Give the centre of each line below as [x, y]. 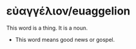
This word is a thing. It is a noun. [47, 28]
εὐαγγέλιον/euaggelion [68, 11]
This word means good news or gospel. [65, 39]
